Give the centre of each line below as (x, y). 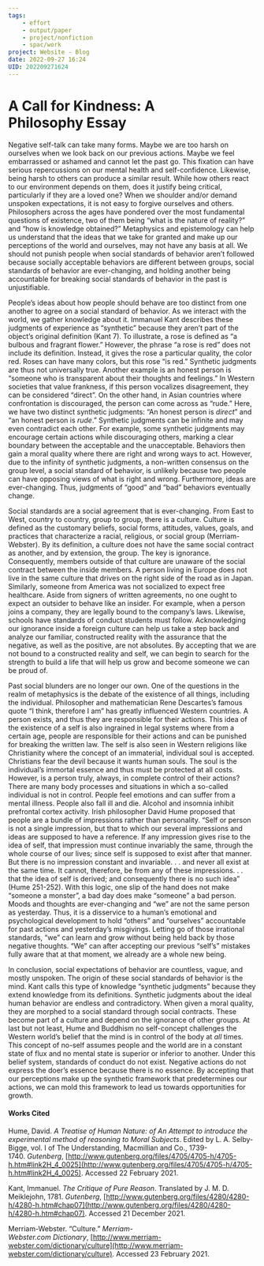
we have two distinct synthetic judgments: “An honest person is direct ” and (130, 411)
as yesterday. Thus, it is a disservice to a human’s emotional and (113, 912)
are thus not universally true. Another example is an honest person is (120, 370)
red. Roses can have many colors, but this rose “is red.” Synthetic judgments (132, 361)
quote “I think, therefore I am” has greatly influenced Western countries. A (128, 711)
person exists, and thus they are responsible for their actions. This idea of (128, 719)
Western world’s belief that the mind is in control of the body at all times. (126, 1036)
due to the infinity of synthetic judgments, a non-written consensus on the (129, 462)
